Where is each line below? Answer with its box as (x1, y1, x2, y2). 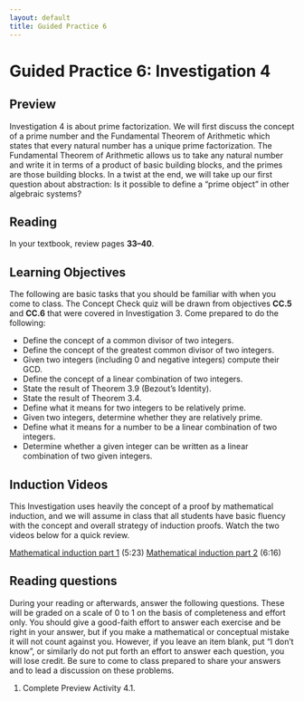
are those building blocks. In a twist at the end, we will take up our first (9, 168, 273, 179)
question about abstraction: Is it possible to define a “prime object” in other (9, 178, 290, 189)
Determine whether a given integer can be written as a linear (22, 441, 249, 452)
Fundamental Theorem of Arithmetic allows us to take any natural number (9, 149, 283, 160)
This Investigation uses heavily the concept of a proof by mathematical (9, 500, 274, 512)
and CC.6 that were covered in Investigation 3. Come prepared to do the (9, 308, 279, 319)
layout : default (9, 13, 71, 23)
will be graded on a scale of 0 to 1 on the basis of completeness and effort (9, 607, 287, 618)
